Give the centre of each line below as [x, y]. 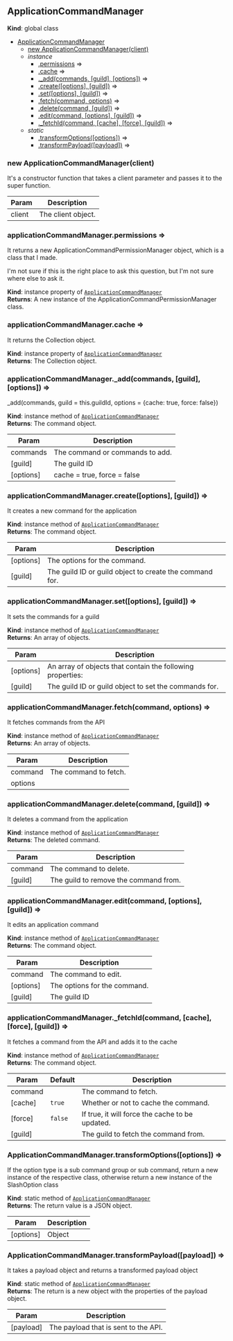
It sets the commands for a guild [53, 616]
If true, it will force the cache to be [137, 1114]
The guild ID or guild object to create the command [130, 572]
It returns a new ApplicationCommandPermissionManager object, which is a [115, 250]
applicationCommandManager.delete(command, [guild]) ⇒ [109, 804]
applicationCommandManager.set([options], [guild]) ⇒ [102, 602]
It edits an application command [53, 925]
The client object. [67, 215]
